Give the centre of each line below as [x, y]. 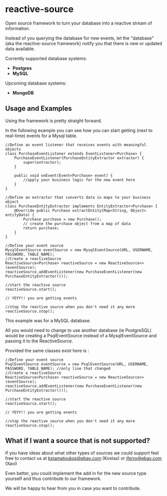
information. [18, 28]
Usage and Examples [39, 109]
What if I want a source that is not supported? [77, 441]
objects [13, 149]
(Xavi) [11, 463]
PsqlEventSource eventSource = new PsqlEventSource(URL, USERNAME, [77, 364]
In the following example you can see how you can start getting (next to [79, 130]
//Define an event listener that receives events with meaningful [76, 145]
